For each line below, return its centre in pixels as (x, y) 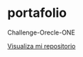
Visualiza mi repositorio (41, 46)
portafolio (37, 13)
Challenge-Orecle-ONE (41, 32)
